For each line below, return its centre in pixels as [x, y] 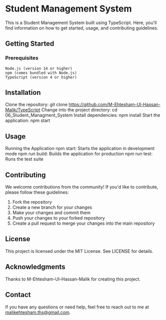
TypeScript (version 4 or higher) [41, 77]
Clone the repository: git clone [36, 105]
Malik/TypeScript [23, 110]
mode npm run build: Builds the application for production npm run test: [79, 154]
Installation [23, 93]
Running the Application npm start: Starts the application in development [80, 148]
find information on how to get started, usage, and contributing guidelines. [82, 28]
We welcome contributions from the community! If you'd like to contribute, [82, 187]
